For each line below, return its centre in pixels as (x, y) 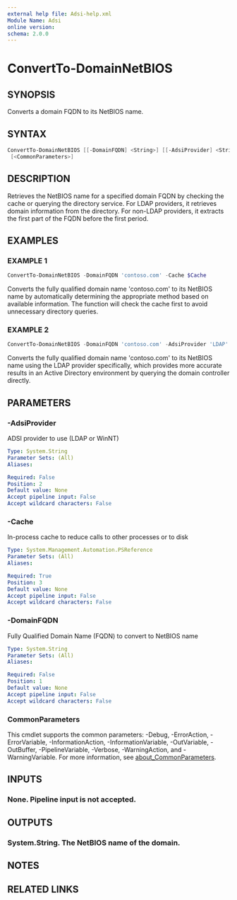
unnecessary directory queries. (53, 311)
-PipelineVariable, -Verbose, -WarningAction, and (110, 749)
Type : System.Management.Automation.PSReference (80, 550)
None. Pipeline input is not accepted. (72, 800)
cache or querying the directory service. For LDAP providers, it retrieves (112, 203)
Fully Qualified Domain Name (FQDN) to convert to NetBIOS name (103, 636)
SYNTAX (27, 134)
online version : (31, 27)
